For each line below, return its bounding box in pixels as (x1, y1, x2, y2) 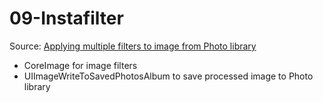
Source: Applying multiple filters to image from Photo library (9, 40, 257, 52)
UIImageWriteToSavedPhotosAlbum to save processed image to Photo (23, 70, 314, 82)
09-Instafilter (9, 7, 124, 30)
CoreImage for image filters (23, 59, 138, 71)
